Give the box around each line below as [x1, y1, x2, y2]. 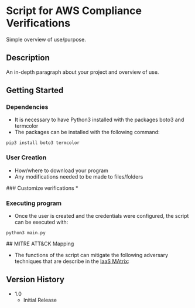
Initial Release [23, 296, 57, 303]
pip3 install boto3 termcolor [6, 140, 80, 146]
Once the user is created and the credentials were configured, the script [14, 213, 189, 220]
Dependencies [6, 103, 49, 111]
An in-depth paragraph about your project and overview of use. [6, 69, 159, 76]
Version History [6, 275, 64, 285]
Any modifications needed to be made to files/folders [14, 173, 143, 180]
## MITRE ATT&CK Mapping [6, 240, 74, 247]
